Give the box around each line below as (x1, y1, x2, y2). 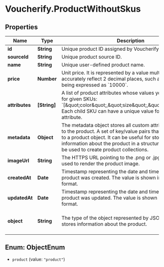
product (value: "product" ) (12, 256, 65, 262)
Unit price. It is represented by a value (61, 69, 149, 76)
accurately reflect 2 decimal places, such (61, 76, 156, 82)
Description (117, 38, 145, 44)
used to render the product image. (61, 160, 140, 167)
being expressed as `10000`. (61, 82, 128, 88)
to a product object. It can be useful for (61, 134, 151, 141)
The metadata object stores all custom (61, 122, 150, 128)
